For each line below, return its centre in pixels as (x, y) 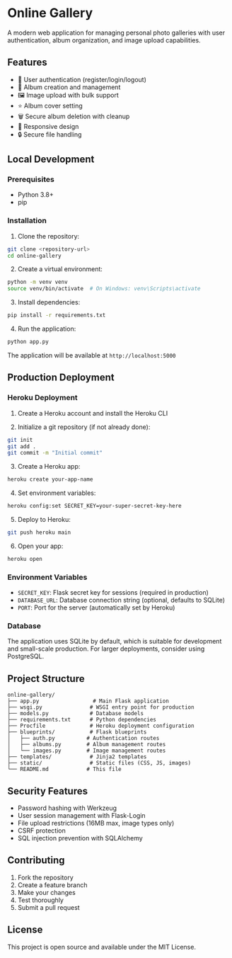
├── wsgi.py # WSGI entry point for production (101, 707)
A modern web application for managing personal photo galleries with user (116, 33)
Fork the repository (46, 877)
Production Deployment (61, 378)
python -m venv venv (38, 282)
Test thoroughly (40, 900)
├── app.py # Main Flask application (88, 701)
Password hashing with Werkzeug (67, 808)
